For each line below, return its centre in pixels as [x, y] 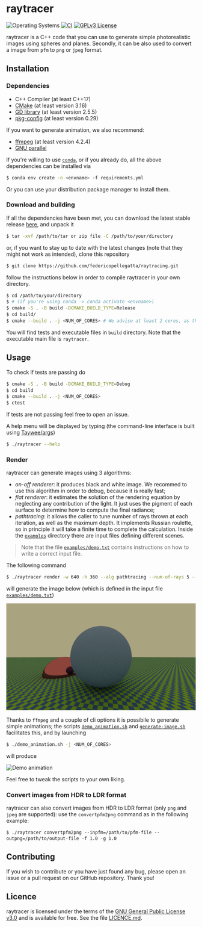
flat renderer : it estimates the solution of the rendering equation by [97, 497]
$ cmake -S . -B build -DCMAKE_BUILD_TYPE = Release [71, 308]
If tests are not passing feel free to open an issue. [68, 415]
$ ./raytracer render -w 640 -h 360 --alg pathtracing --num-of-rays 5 [98, 577]
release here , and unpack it [40, 224]
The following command [36, 565]
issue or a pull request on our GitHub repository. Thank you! [80, 878]
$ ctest [16, 403]
